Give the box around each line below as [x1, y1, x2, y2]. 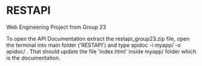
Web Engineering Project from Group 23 [6, 23, 106, 31]
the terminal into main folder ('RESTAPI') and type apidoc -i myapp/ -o [6, 41, 181, 49]
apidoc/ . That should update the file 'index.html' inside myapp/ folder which [6, 47, 197, 55]
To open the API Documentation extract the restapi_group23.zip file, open [6, 35, 190, 42]
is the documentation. [6, 54, 60, 61]
